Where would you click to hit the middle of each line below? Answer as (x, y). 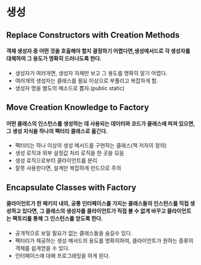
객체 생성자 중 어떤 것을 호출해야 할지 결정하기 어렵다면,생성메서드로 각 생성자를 (98, 51)
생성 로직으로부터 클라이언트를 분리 (56, 161)
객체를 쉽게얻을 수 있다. (42, 248)
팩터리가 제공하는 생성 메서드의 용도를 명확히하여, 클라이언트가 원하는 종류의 (104, 240)
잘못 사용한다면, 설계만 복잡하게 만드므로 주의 (68, 168)
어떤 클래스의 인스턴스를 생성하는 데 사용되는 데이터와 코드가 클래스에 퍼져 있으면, (101, 123)
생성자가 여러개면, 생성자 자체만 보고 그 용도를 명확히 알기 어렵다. (91, 73)
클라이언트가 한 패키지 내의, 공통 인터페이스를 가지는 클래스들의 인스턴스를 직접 (97, 204)
